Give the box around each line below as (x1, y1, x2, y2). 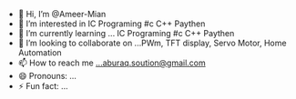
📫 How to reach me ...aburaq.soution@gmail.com (17, 57, 207, 68)
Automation (17, 47, 62, 58)
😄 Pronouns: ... (17, 71, 77, 81)
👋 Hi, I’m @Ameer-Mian (17, 9, 107, 19)
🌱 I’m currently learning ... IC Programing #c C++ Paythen (17, 28, 235, 38)
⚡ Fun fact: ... (17, 81, 68, 91)
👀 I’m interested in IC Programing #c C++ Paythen (17, 18, 206, 29)
